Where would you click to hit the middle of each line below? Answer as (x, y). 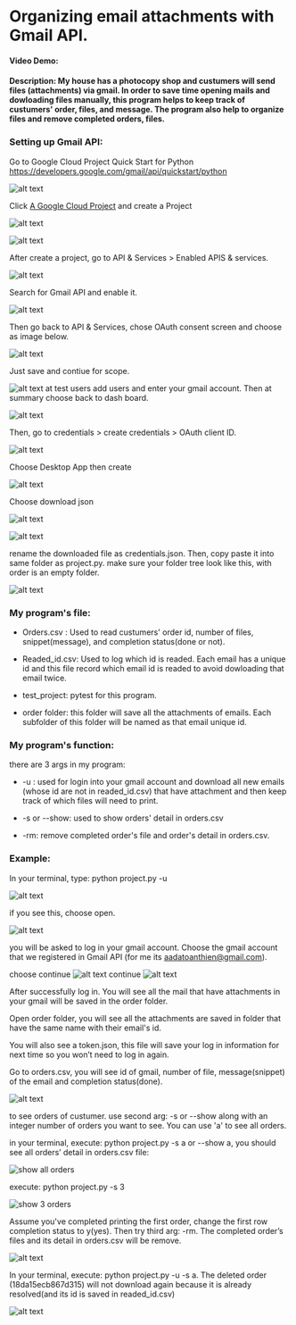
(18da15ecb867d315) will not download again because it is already (131, 1284)
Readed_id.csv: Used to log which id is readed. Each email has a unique (154, 659)
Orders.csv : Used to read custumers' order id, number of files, (138, 632)
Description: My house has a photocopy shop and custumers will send (143, 81)
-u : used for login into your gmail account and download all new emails (153, 782)
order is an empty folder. (54, 572)
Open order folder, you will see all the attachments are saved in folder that (145, 1018)
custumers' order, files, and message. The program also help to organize (147, 110)
